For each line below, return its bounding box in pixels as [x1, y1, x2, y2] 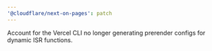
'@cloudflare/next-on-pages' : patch [7, 10, 112, 17]
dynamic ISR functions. [7, 35, 73, 44]
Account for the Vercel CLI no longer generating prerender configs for [7, 29, 206, 37]
